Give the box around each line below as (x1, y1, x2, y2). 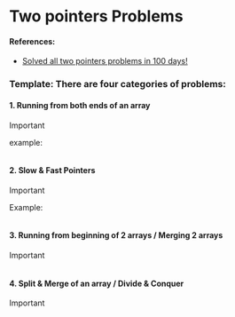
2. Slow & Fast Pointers (9, 165, 96, 176)
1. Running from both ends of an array (9, 99, 151, 110)
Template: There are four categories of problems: (9, 78, 226, 91)
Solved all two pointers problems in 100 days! (21, 56, 188, 67)
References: (9, 36, 56, 46)
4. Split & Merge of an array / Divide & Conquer (9, 278, 184, 289)
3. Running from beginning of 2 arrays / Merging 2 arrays (9, 230, 223, 241)
